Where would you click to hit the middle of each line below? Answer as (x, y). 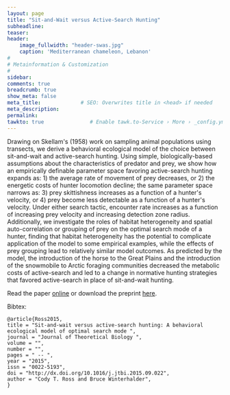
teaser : (18, 33)
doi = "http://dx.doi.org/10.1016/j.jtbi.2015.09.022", (88, 373)
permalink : (23, 115)
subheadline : (26, 26)
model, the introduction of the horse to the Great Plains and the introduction (114, 258)
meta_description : (33, 109)
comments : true (29, 84)
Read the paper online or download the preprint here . (82, 293)
